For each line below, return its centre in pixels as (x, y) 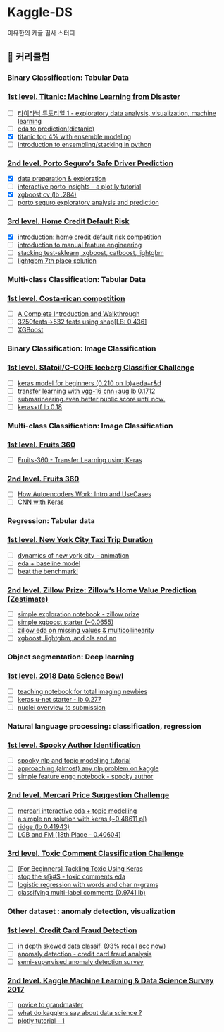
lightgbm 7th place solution (57, 260)
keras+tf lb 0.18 (40, 406)
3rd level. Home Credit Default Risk (68, 221)
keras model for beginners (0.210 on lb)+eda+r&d (89, 383)
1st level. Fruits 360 (42, 445)
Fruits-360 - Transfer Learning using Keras (80, 459)
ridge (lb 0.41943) (44, 826)
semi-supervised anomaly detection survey (80, 961)
